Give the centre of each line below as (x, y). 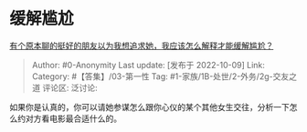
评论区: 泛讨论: (70, 87)
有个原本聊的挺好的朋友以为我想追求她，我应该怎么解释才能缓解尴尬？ (142, 46)
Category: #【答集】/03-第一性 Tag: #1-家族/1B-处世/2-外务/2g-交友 (160, 76)
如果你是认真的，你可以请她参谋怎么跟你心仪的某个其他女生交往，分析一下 (149, 107)
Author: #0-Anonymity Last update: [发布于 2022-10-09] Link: (148, 65)
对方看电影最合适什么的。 (73, 118)
